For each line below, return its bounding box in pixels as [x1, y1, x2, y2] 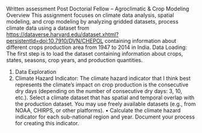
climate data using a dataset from [6, 24, 89, 31]
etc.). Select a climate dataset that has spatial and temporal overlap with [14, 94, 195, 101]
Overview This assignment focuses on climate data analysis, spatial [6, 11, 174, 19]
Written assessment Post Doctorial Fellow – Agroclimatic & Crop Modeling [6, 5, 189, 12]
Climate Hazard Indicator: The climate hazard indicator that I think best [14, 75, 191, 82]
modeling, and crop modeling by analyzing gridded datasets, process [6, 18, 179, 25]
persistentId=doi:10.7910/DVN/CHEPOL [6, 37, 104, 44]
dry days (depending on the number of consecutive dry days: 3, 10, [14, 88, 183, 94]
